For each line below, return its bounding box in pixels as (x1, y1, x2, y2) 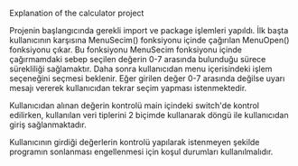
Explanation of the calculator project (9, 8, 144, 18)
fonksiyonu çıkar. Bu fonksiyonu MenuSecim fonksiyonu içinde (9, 44, 242, 55)
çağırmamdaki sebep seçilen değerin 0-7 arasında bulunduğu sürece (9, 54, 266, 64)
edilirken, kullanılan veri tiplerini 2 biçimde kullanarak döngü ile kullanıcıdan (9, 110, 289, 120)
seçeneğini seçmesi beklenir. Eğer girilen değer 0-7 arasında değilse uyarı (9, 73, 285, 84)
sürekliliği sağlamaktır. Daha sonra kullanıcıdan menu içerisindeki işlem (9, 63, 273, 74)
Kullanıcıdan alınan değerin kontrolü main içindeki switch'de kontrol (9, 100, 260, 111)
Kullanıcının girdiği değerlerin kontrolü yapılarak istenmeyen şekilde (9, 137, 260, 147)
